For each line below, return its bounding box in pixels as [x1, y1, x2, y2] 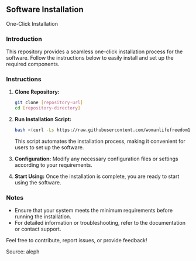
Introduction [6, 35, 42, 43]
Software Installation [6, 5, 84, 15]
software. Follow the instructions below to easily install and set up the [6, 54, 174, 61]
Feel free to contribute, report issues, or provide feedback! [6, 237, 147, 244]
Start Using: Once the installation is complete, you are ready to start [14, 173, 180, 180]
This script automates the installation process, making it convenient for [14, 138, 185, 145]
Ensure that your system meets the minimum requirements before [14, 207, 173, 214]
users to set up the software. [14, 144, 84, 151]
